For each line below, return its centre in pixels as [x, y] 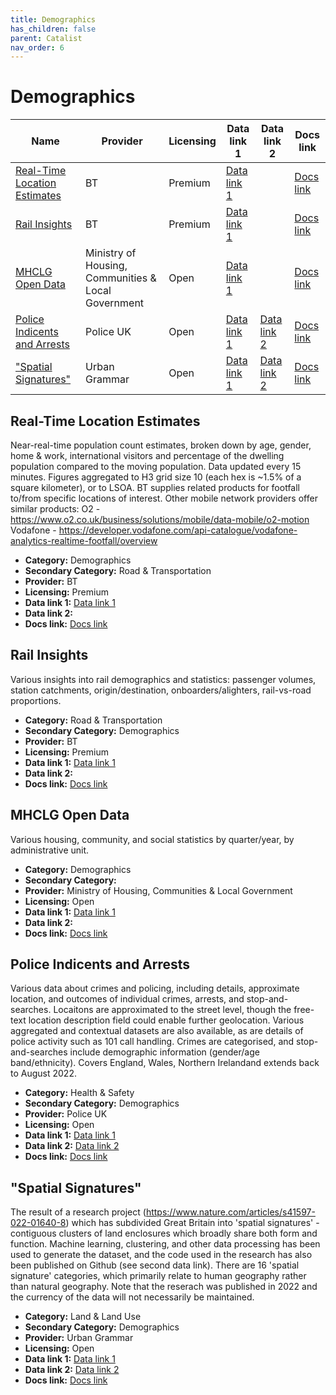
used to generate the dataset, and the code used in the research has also [161, 1255]
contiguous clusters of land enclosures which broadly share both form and [164, 1233]
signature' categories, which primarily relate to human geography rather [158, 1276]
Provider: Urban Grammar [79, 1338]
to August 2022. [43, 1073]
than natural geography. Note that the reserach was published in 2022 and [164, 1287]
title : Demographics [53, 19]
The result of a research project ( [78, 1212]
